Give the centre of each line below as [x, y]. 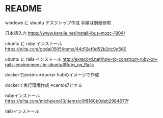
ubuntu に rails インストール [33, 59]
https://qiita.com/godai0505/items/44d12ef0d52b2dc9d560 [66, 49]
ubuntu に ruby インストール [34, 43]
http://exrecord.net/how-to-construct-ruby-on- [110, 59]
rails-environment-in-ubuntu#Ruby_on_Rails [50, 65]
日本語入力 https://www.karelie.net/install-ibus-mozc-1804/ [65, 33]
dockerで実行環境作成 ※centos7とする [44, 85]
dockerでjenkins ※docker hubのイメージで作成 [52, 74]
